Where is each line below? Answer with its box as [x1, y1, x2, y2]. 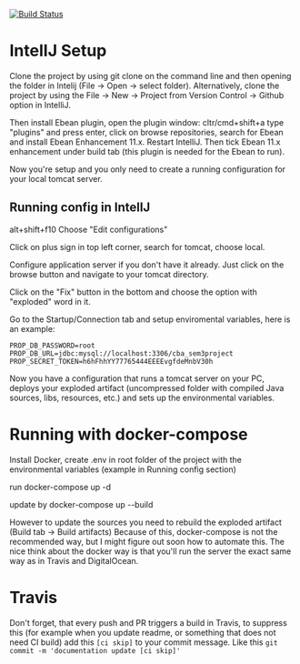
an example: [9, 323, 55, 334]
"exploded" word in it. [9, 296, 91, 307]
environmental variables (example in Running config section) [9, 464, 236, 475]
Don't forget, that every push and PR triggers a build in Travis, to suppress [9, 617, 288, 628]
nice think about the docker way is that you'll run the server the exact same [9, 546, 292, 557]
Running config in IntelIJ [9, 200, 151, 216]
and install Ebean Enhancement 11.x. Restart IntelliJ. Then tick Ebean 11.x [9, 136, 281, 147]
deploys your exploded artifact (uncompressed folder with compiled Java [9, 382, 285, 393]
